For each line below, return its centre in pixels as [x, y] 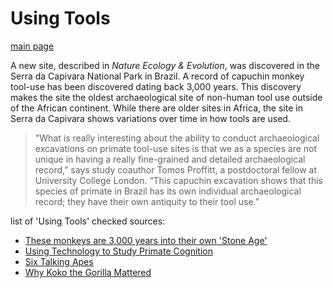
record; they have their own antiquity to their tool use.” [147, 201]
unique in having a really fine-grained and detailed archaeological [170, 159]
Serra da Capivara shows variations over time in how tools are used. [150, 118]
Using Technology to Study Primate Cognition [118, 251]
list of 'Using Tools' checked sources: [88, 221]
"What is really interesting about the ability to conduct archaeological [177, 138]
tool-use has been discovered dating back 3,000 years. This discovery [156, 86]
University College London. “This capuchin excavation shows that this [178, 180]
